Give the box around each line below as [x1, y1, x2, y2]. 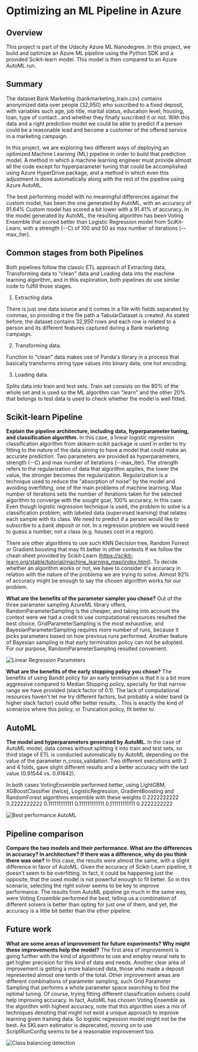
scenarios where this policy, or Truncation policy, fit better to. [6, 706, 155, 713]
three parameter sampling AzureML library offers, [6, 601, 127, 608]
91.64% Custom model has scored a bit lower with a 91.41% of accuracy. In [6, 206, 189, 213]
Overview [6, 28, 43, 38]
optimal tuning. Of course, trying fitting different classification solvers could [6, 990, 190, 997]
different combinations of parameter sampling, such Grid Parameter [6, 978, 171, 985]
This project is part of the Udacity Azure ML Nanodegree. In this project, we [6, 43, 191, 50]
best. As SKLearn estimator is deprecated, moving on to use [6, 1021, 152, 1028]
